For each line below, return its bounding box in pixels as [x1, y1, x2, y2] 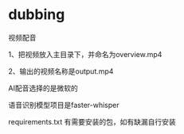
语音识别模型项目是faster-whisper [8, 100, 119, 109]
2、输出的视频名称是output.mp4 [8, 66, 114, 76]
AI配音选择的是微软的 [8, 83, 78, 93]
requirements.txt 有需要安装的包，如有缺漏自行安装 [8, 117, 177, 126]
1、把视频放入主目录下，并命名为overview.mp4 [8, 49, 162, 59]
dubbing [8, 6, 65, 24]
